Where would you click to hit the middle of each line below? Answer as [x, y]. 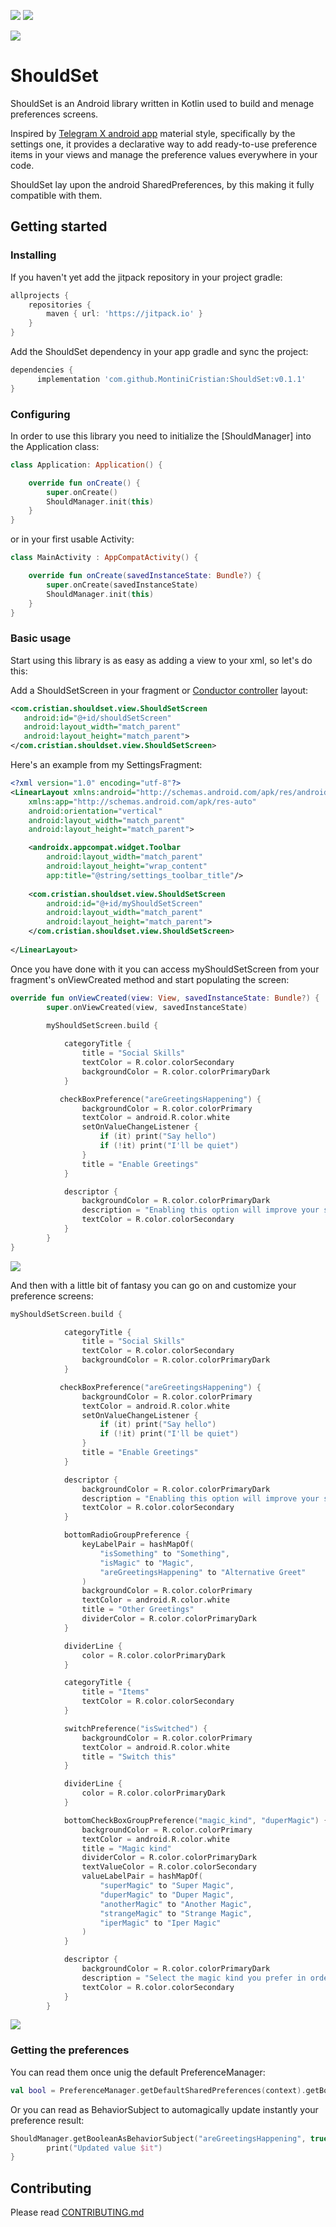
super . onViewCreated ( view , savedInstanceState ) [147, 1007]
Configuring [40, 414]
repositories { [60, 305]
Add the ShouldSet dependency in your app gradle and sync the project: [159, 351]
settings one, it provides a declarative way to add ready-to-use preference [164, 144]
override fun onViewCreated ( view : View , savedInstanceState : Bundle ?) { [165, 998]
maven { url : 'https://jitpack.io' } [124, 314]
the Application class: [55, 446]
